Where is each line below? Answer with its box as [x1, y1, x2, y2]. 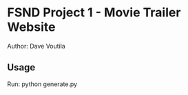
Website [7, 19, 56, 35]
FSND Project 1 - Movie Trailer [7, 5, 181, 21]
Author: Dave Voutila [7, 42, 65, 50]
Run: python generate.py [7, 80, 78, 88]
